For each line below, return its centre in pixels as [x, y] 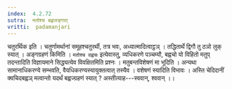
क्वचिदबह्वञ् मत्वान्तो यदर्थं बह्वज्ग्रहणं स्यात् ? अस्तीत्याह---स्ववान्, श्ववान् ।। [91, 78]
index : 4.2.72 [30, 14]
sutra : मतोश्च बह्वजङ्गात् [38, 20]
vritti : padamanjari [39, 27]
